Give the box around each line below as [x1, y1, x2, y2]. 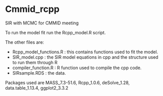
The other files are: [5, 39, 44, 45]
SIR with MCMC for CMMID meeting [5, 20, 79, 26]
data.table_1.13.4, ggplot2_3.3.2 [5, 85, 69, 91]
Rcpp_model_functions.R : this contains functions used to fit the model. [12, 49, 158, 55]
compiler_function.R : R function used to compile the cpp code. [12, 65, 142, 71]
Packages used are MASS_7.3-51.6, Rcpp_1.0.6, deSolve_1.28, [5, 80, 130, 86]
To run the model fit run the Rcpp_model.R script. [5, 29, 106, 35]
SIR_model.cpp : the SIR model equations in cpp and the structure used [12, 54, 159, 60]
